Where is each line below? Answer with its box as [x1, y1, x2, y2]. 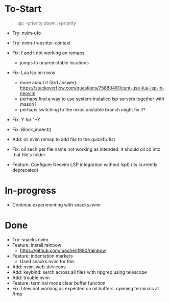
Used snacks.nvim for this [19, 258, 75, 264]
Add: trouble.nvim [12, 274, 50, 281]
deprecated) [12, 167, 39, 173]
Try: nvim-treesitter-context [12, 39, 71, 46]
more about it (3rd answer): [19, 79, 78, 85]
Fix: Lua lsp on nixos [12, 69, 56, 76]
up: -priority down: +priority [17, 20, 77, 26]
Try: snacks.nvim [12, 236, 48, 243]
